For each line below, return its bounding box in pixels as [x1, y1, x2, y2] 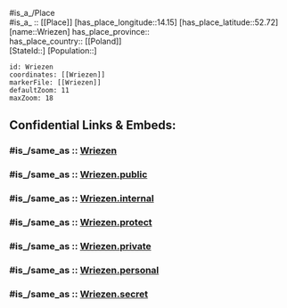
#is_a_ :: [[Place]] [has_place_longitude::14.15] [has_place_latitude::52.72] [9, 17, 279, 28]
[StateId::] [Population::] [9, 45, 97, 56]
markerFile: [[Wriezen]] [9, 78, 102, 87]
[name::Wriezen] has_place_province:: [9, 27, 150, 36]
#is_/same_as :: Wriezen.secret [9, 288, 149, 300]
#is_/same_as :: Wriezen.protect [9, 216, 153, 229]
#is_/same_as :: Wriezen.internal [9, 192, 154, 205]
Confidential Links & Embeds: [9, 118, 176, 133]
